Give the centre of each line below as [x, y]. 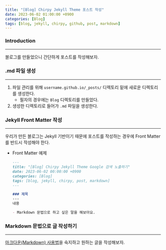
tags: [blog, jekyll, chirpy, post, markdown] [61, 181]
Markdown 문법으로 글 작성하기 [41, 226]
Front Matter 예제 [29, 153]
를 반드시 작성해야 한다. [28, 143]
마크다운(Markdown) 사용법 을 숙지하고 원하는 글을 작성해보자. [65, 243]
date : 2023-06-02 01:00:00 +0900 [40, 14]
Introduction [20, 41]
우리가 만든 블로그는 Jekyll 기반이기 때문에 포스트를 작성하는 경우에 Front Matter [83, 136]
